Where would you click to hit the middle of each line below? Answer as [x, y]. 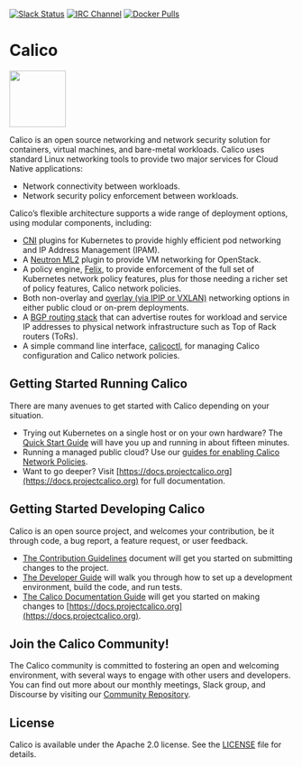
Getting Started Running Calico [98, 384]
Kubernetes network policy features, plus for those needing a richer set [155, 278]
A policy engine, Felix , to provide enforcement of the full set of [138, 269]
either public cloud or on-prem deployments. [105, 307]
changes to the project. [66, 567]
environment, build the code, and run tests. [102, 586]
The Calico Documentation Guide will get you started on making [141, 596]
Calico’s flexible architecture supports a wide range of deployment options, [149, 213]
